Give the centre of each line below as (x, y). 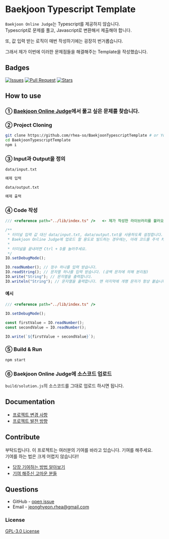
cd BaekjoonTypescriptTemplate (38, 140)
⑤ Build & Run (24, 349)
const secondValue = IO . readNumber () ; (46, 327)
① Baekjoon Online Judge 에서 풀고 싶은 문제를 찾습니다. (72, 111)
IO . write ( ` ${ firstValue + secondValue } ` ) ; (50, 337)
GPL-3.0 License (22, 531)
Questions (22, 489)
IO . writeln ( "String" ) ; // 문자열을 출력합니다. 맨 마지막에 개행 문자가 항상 (77, 281)
